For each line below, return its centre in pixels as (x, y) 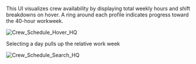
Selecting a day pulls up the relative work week (63, 44)
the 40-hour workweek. (35, 21)
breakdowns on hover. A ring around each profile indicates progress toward (97, 15)
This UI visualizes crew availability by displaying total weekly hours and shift (98, 9)
